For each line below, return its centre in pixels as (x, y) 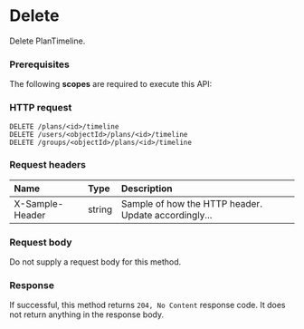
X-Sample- (39, 203)
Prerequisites (39, 64)
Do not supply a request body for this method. (95, 262)
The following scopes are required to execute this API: (111, 84)
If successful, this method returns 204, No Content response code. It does (147, 305)
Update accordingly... (166, 215)
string (100, 209)
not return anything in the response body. (87, 314)
